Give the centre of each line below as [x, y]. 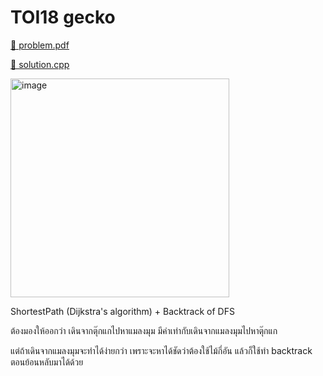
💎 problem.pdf [40, 45]
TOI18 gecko [63, 17]
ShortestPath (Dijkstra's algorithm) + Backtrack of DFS [122, 311]
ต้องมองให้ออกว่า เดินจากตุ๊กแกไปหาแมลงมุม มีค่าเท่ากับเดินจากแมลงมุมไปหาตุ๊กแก [144, 330]
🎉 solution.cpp [40, 64]
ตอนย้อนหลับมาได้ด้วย [47, 362]
